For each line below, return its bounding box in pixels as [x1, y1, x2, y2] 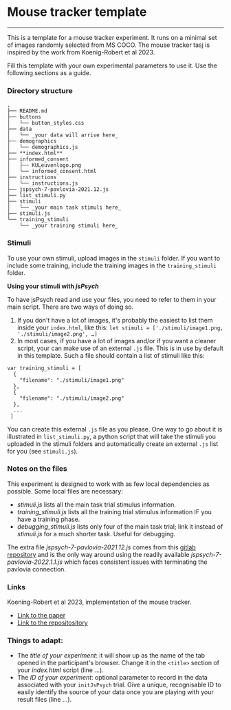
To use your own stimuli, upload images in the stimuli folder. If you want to [7, 254, 221, 262]
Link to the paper [16, 611, 66, 620]
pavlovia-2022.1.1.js [7, 558, 63, 566]
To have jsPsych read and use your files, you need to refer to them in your [7, 295, 217, 303]
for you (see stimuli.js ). [7, 447, 78, 455]
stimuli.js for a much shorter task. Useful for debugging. [16, 529, 176, 538]
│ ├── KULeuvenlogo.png [7, 162, 81, 169]
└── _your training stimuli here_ [19, 222, 118, 230]
